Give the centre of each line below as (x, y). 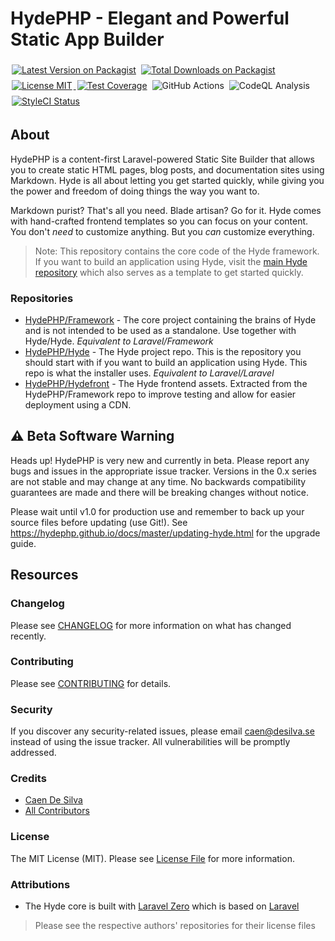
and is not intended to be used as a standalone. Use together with (160, 331)
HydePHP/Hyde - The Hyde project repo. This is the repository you (163, 352)
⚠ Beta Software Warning (92, 436)
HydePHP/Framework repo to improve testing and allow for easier (160, 394)
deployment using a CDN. (78, 405)
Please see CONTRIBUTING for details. (91, 683)
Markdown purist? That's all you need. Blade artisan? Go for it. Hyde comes (166, 210)
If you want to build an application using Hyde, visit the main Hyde (171, 261)
